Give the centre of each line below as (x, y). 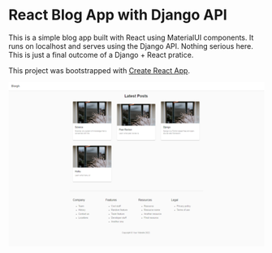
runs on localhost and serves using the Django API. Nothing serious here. (131, 46)
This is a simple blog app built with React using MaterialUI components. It (131, 37)
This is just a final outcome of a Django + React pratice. (101, 55)
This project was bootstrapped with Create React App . (99, 70)
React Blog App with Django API (118, 15)
